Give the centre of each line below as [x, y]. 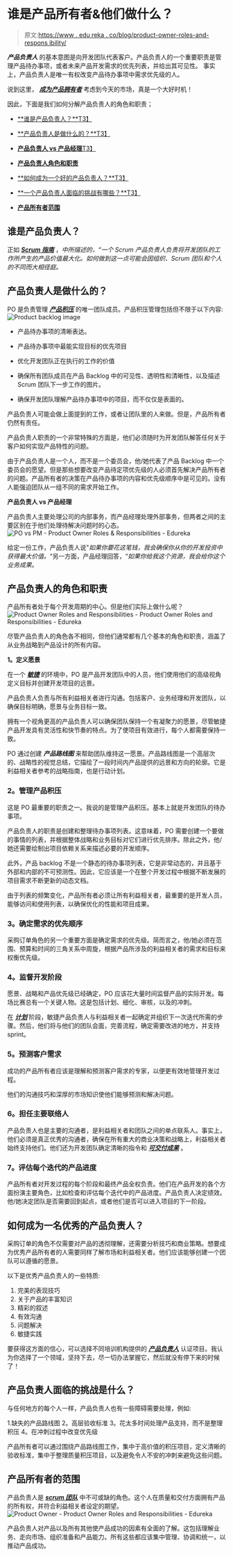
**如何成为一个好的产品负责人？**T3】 [73, 177]
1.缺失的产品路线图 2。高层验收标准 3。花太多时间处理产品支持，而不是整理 [115, 1422]
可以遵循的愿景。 [37, 1260]
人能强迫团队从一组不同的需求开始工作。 [65, 487]
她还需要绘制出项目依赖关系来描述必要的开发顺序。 [80, 848]
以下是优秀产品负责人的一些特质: [54, 1275]
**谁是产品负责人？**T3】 [54, 118]
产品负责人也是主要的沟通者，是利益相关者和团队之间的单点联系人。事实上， [116, 1130]
